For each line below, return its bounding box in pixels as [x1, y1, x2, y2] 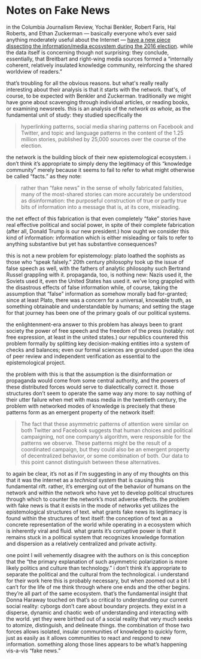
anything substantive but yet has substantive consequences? [6, 240, 157, 247]
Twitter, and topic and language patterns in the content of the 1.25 [20, 129, 184, 136]
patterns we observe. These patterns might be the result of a [20, 439, 172, 447]
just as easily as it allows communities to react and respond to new [6, 634, 171, 641]
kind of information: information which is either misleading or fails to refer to [6, 234, 194, 241]
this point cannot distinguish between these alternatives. [20, 458, 161, 466]
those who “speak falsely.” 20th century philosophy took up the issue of [6, 258, 184, 265]
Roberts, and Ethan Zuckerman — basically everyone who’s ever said [6, 29, 176, 37]
